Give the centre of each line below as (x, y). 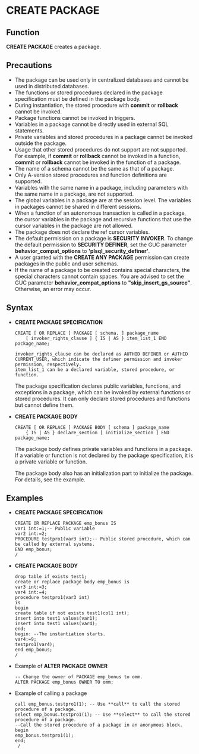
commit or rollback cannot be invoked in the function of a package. (98, 162)
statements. (29, 130)
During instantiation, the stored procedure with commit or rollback (96, 105)
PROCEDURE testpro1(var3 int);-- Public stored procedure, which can (103, 539)
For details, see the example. (50, 479)
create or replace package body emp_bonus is (72, 582)
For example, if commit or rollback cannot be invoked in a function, (97, 156)
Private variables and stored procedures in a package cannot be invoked (104, 137)
